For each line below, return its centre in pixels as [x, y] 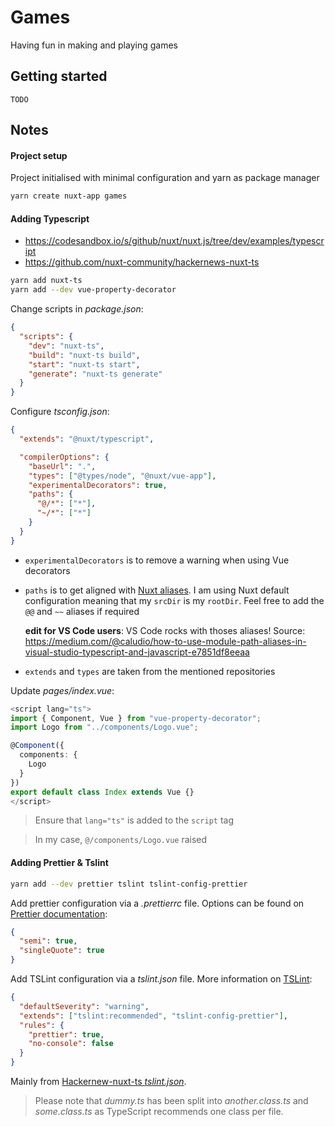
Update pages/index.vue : [62, 690]
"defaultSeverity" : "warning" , [84, 1006]
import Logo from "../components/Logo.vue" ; [104, 727]
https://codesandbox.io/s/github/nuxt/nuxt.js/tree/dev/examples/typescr [174, 241]
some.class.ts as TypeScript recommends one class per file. [159, 1111]
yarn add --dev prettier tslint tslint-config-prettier [129, 884]
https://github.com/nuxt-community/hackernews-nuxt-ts [142, 262]
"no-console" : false [71, 1044]
